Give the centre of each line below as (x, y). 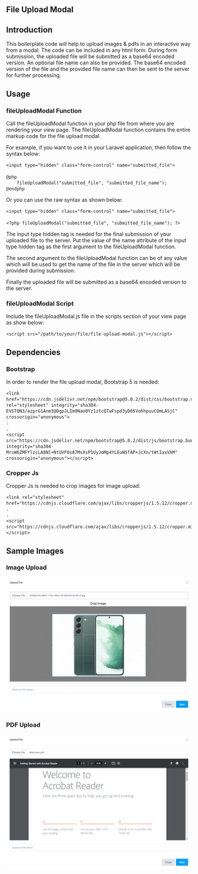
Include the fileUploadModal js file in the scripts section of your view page (96, 316)
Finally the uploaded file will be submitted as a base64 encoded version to (96, 282)
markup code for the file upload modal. (54, 136)
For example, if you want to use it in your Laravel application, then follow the (99, 147)
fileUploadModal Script (40, 303)
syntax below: (23, 153)
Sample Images (35, 551)
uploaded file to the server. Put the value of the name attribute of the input (96, 240)
